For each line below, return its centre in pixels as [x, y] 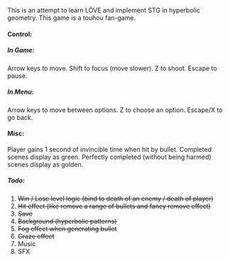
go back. [20, 117]
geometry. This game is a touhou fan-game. [72, 18]
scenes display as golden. [45, 164]
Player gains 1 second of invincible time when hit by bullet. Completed [109, 149]
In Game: [21, 50]
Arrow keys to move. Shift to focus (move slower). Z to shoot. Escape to [113, 68]
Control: [20, 34]
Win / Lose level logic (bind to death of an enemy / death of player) [116, 199]
